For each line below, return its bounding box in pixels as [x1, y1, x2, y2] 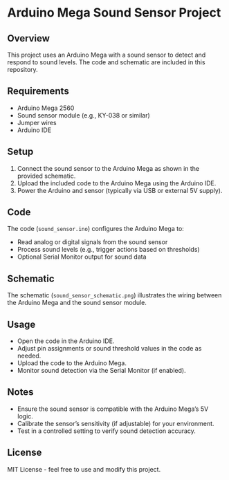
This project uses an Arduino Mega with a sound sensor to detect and [7, 50, 206, 59]
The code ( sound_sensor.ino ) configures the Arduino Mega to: [7, 225, 185, 233]
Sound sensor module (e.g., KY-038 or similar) [17, 111, 150, 119]
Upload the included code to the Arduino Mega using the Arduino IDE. [17, 178, 217, 187]
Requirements [7, 85, 69, 98]
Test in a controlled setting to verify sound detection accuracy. [17, 427, 196, 435]
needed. [17, 351, 42, 360]
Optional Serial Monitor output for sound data [17, 252, 147, 261]
